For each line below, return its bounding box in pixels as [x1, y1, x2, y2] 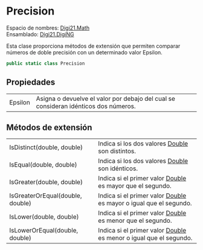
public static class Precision [6, 60, 85, 66]
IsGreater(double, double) [9, 178, 83, 187]
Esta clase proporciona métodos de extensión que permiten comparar [6, 42, 181, 50]
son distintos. [98, 147, 136, 155]
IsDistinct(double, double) [9, 143, 83, 152]
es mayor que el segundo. [98, 182, 172, 190]
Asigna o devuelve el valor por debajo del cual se [36, 94, 175, 103]
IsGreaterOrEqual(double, [9, 191, 82, 200]
